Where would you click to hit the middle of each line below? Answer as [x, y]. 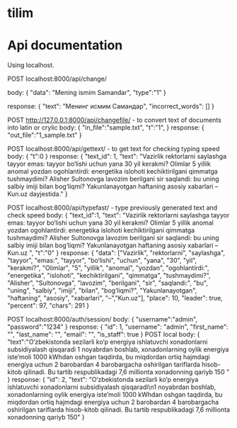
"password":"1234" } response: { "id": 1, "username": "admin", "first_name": [118, 327]
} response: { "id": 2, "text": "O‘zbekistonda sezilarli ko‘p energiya [103, 380]
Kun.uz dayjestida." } [38, 194]
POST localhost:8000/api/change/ [57, 79]
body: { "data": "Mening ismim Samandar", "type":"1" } [87, 93]
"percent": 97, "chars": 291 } [48, 305]
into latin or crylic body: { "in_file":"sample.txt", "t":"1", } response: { [106, 128]
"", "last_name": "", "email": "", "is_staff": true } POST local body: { [104, 334]
